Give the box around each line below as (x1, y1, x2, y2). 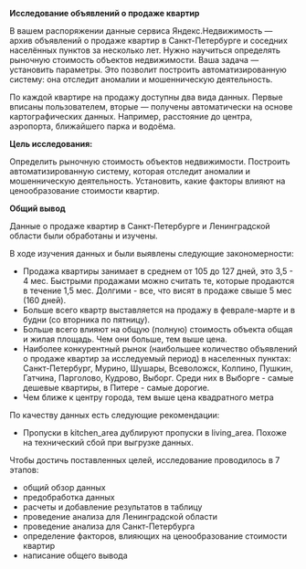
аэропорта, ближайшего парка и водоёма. (9, 121, 176, 132)
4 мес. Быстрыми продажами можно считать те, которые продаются (22, 276, 295, 286)
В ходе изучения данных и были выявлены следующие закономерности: (9, 248, 294, 258)
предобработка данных (22, 492, 116, 502)
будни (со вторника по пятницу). (22, 314, 151, 325)
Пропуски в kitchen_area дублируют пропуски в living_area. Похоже (22, 427, 288, 437)
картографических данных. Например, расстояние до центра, (9, 111, 253, 121)
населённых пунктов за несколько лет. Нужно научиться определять (9, 45, 281, 56)
